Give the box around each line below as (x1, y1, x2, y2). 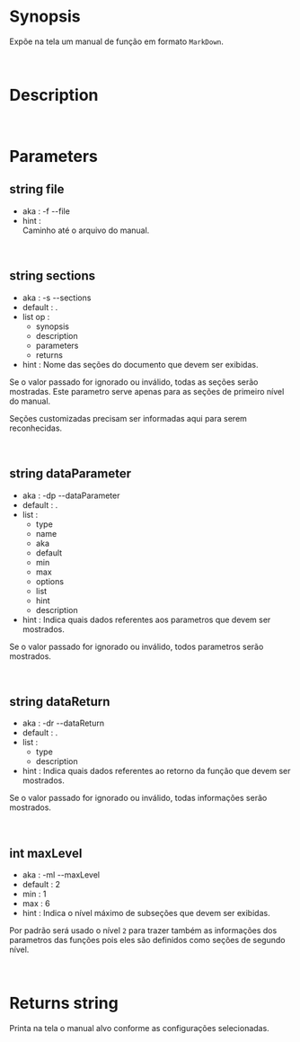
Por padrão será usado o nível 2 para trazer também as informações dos (9, 925, 278, 936)
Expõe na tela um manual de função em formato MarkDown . (9, 36, 225, 47)
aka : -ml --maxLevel (22, 869, 101, 880)
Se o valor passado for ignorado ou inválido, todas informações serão (9, 793, 268, 804)
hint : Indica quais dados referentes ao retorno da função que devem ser (22, 766, 291, 777)
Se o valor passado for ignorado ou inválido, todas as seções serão (9, 376, 259, 387)
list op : (22, 311, 50, 322)
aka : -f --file (22, 205, 70, 217)
